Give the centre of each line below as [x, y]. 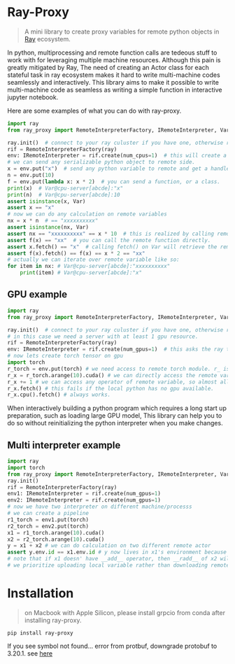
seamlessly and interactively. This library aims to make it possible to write [113, 82]
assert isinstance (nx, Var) [48, 227]
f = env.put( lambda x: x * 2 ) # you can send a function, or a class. [114, 182]
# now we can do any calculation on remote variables [87, 214]
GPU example [37, 295]
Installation [41, 594]
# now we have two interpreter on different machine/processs [100, 507]
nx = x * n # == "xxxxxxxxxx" [53, 221]
